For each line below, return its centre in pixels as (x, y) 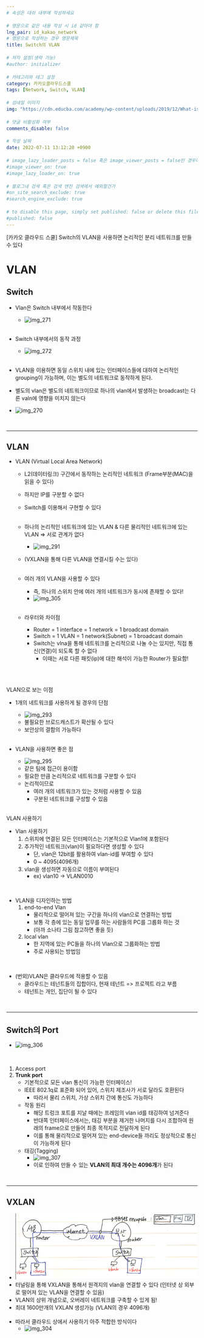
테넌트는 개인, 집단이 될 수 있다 (60, 992)
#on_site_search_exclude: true (46, 193)
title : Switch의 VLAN (33, 45)
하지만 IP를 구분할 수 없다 (54, 495)
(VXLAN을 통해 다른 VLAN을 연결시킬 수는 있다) (81, 559)
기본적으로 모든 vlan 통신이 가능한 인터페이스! (78, 1082)
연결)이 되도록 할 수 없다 (69, 651)
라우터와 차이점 (42, 617)
